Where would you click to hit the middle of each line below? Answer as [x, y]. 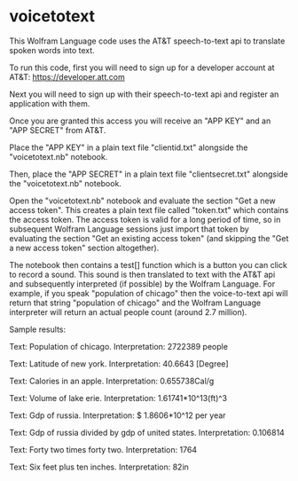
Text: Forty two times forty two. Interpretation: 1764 [103, 449]
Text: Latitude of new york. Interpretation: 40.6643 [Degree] [119, 363]
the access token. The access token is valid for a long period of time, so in [145, 219]
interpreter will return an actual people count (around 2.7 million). [128, 311]
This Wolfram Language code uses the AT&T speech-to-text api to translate [147, 41]
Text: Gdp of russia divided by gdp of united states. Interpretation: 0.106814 [147, 432]
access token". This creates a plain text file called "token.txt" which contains [149, 209]
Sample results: [38, 329]
